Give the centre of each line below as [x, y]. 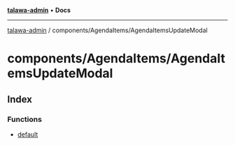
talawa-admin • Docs [39, 10]
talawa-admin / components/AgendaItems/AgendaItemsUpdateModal [107, 30]
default [28, 134]
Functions [24, 119]
